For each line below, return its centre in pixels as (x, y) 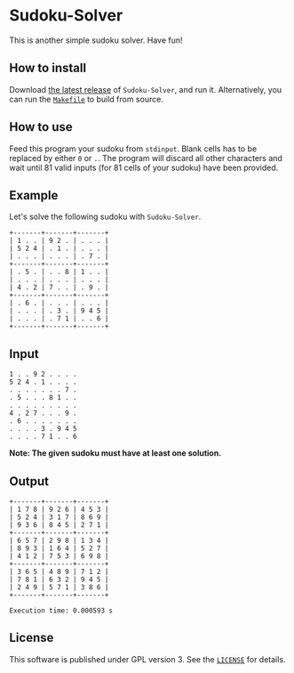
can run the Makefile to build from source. (87, 99)
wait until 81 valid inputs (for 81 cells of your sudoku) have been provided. (144, 167)
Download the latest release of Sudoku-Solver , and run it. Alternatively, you (146, 89)
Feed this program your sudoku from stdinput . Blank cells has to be (133, 149)
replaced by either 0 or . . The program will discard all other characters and (146, 158)
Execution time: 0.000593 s (61, 611)
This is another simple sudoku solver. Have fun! (96, 40)
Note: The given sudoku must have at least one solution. (115, 453)
